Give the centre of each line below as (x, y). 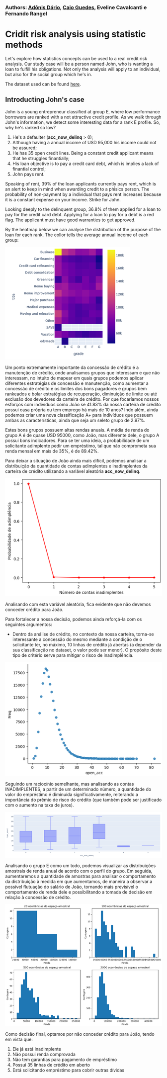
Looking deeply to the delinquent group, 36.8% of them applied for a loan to (83, 209)
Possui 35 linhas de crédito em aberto (51, 1065)
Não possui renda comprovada (44, 1054)
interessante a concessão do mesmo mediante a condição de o (77, 639)
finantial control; (29, 169)
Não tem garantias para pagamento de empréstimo (65, 1059)
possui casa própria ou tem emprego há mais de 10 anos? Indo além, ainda (82, 410)
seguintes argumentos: (29, 624)
